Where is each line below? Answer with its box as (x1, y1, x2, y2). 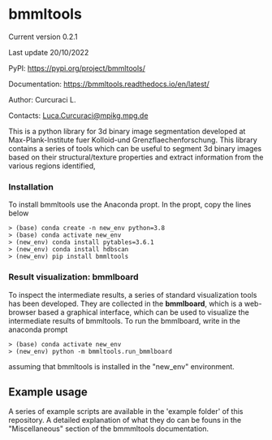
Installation (8, 181, 54, 192)
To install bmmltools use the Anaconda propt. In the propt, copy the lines (8, 200, 252, 210)
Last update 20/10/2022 (8, 47, 89, 57)
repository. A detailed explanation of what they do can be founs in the (8, 416, 242, 425)
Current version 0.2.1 (8, 32, 78, 41)
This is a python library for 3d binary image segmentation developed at (8, 126, 246, 136)
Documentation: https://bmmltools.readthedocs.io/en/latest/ (8, 79, 209, 89)
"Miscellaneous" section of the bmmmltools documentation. (8, 424, 209, 433)
